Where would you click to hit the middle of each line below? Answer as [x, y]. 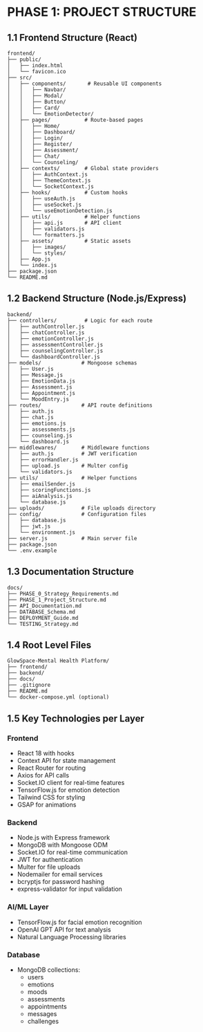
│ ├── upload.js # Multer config [68, 466]
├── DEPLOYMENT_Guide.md [43, 618]
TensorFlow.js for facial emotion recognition [80, 922]
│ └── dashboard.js [38, 441]
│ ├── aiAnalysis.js [40, 496]
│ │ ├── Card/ [33, 108]
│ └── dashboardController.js [54, 357]
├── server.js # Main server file [72, 538]
